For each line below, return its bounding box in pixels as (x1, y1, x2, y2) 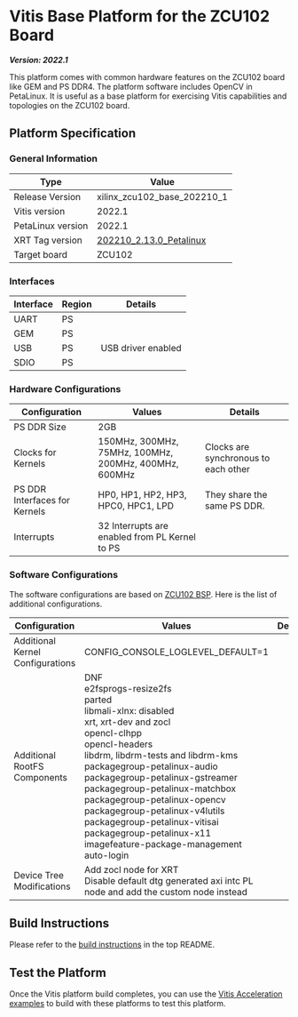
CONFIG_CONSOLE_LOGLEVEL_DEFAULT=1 (83, 645, 269, 658)
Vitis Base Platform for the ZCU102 (9, 6, 271, 27)
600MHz (98, 468, 136, 481)
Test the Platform (9, 965, 106, 980)
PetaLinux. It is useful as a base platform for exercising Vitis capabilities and (9, 91, 287, 101)
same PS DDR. (204, 500, 265, 512)
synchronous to (204, 452, 271, 464)
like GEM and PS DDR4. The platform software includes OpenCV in (9, 81, 253, 92)
